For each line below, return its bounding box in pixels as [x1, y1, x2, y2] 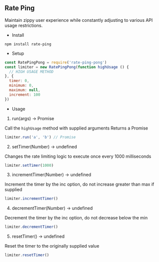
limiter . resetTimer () [4, 253, 50, 258]
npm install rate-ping [4, 42, 52, 47]
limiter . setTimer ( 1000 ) [4, 163, 54, 168]
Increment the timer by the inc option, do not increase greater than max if [4, 181, 155, 188]
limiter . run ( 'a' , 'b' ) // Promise [4, 134, 76, 139]
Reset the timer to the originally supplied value [4, 243, 100, 249]
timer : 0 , [9, 78, 29, 83]
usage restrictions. [4, 22, 43, 28]
